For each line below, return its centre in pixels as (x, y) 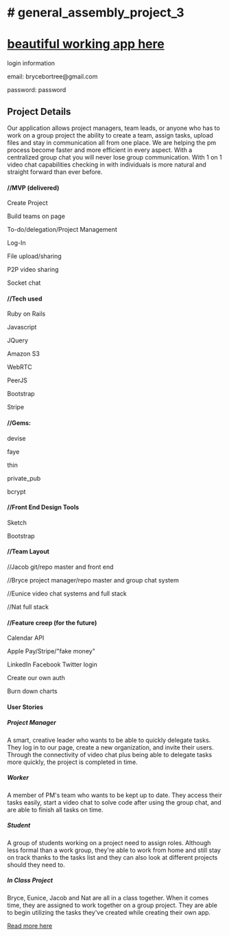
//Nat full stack (28, 607)
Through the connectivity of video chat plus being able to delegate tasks (110, 754)
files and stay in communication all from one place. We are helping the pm (112, 142)
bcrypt (16, 491)
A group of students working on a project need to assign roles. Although (109, 842)
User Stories (25, 707)
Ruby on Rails (26, 314)
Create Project (27, 203)
